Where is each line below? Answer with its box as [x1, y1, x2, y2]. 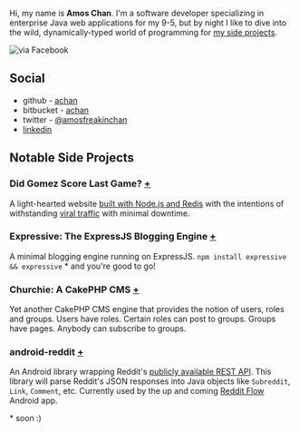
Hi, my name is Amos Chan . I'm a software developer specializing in [9, 8, 265, 18]
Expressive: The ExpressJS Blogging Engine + [9, 231, 217, 243]
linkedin [22, 123, 53, 134]
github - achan [22, 94, 79, 105]
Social [9, 71, 45, 86]
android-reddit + [9, 346, 84, 358]
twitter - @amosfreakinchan [22, 113, 128, 125]
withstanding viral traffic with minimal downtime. [9, 208, 190, 219]
